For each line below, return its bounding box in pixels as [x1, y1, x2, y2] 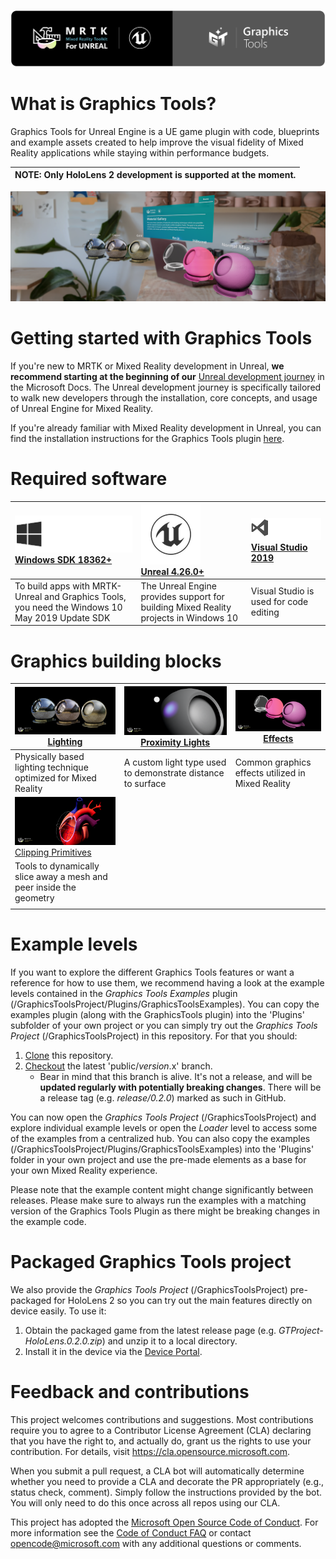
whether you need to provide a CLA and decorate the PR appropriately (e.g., [10, 1475, 325, 1487]
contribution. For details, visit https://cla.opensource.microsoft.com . [10, 1445, 291, 1457]
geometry [14, 892, 55, 904]
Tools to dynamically [14, 860, 100, 872]
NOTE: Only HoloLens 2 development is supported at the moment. [14, 169, 297, 181]
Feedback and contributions [10, 1381, 250, 1403]
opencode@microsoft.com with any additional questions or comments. [10, 1537, 302, 1549]
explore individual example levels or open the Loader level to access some [10, 1121, 318, 1134]
